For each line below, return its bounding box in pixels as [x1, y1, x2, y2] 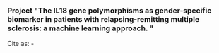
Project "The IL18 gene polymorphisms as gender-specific [7, 6, 212, 16]
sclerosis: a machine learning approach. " [7, 23, 154, 33]
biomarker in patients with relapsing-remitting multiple [7, 14, 200, 24]
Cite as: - [7, 40, 34, 48]
